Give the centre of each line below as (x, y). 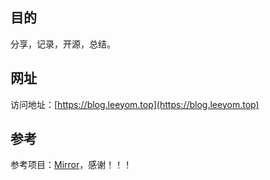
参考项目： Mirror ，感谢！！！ (71, 165)
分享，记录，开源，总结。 (63, 44)
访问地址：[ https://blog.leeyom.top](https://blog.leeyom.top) (135, 104)
